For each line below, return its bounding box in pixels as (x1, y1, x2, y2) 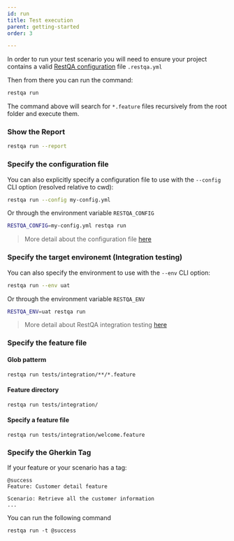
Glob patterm (7, 355, 47, 363)
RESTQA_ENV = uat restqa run (7, 308, 86, 315)
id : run (7, 10, 30, 17)
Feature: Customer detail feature (7, 483, 108, 490)
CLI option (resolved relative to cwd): (7, 182, 114, 191)
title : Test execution (7, 17, 73, 24)
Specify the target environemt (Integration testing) (7, 252, 183, 262)
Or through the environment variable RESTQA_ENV (7, 294, 145, 303)
